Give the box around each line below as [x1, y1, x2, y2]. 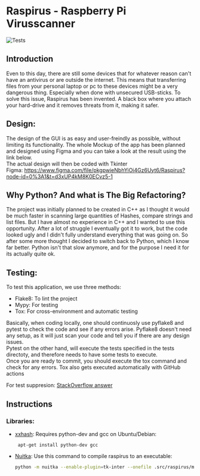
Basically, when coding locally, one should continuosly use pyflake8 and [6, 320, 184, 327]
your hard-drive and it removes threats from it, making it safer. [6, 102, 159, 109]
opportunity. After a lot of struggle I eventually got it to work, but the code [6, 225, 188, 232]
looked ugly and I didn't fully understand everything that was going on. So [6, 231, 188, 238]
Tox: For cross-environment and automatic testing [14, 308, 139, 315]
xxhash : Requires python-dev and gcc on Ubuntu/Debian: [14, 430, 157, 437]
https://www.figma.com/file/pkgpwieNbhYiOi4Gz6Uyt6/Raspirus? [24, 166, 186, 174]
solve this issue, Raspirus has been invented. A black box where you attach [6, 95, 192, 102]
